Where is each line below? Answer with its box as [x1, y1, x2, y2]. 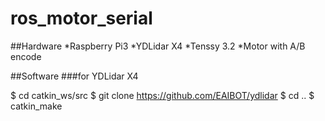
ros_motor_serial [10, 7, 153, 30]
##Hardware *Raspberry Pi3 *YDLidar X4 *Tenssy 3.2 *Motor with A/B [10, 40, 306, 52]
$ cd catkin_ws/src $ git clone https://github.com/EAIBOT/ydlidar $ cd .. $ [10, 89, 315, 101]
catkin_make [10, 100, 63, 112]
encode [10, 50, 42, 62]
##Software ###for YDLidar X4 [10, 70, 139, 82]
